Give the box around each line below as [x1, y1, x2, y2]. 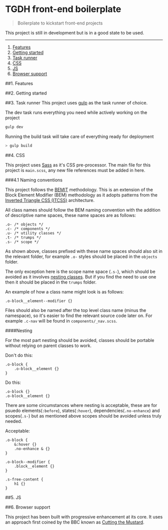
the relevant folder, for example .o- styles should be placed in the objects [5, 253, 157, 259]
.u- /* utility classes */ [5, 230, 61, 235]
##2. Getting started [5, 90, 47, 96]
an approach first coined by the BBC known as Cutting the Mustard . [5, 519, 144, 525]
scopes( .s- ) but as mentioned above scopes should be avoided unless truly [5, 412, 161, 418]
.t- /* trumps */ [5, 235, 41, 240]
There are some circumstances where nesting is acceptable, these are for [5, 402, 157, 408]
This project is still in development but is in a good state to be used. [5, 29, 144, 35]
